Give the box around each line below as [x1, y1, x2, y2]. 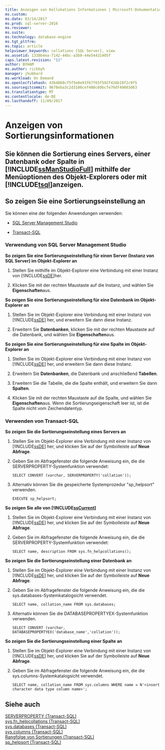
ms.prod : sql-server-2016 [5, 21, 58, 26]
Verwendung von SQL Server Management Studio [5, 241, 127, 248]
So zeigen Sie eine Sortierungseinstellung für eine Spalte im [5, 341, 130, 347]
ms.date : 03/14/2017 [5, 16, 48, 21]
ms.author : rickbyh [5, 67, 45, 72]
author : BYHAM [5, 62, 34, 67]
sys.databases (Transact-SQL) [5, 723, 67, 729]
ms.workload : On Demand [5, 76, 54, 81]
